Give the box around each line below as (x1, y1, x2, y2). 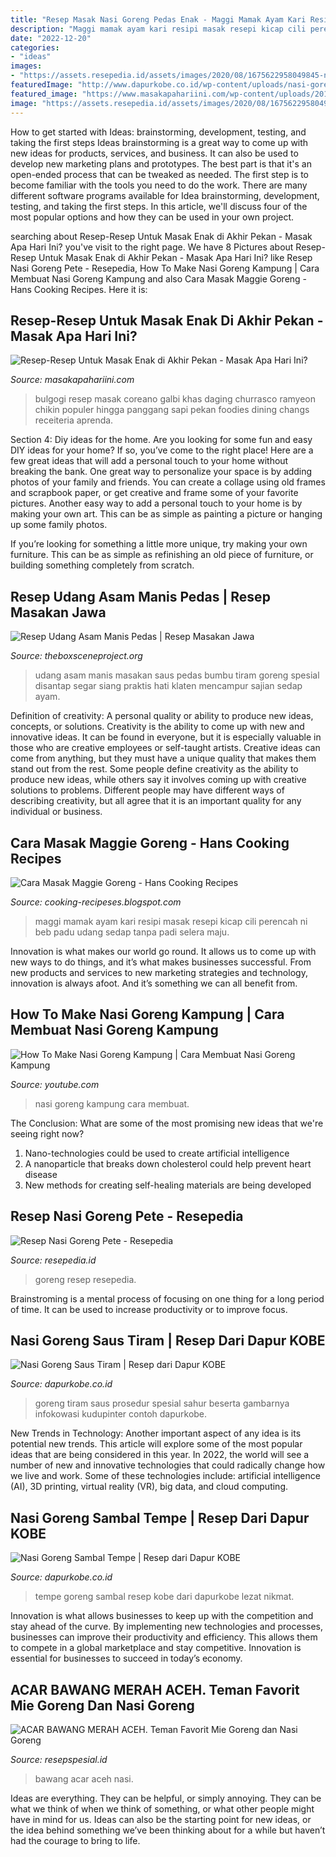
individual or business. (10, 806, 103, 818)
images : (10, 61, 43, 71)
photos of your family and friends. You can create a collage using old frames (10, 476, 326, 488)
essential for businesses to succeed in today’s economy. (10, 1652, 243, 1665)
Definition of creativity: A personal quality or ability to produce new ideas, (10, 710, 314, 722)
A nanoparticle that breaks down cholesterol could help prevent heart (24, 1157, 312, 1170)
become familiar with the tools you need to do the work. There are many (10, 179, 308, 191)
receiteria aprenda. (34, 414, 114, 426)
